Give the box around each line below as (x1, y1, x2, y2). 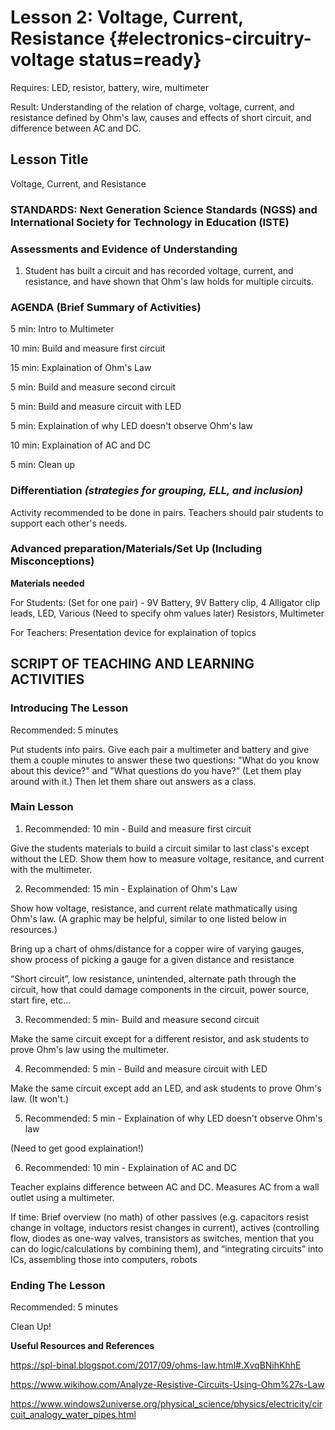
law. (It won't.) (10, 1092, 70, 1105)
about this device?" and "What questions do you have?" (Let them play (10, 764, 302, 776)
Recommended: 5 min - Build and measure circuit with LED (24, 1062, 268, 1075)
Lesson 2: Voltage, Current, (10, 6, 244, 29)
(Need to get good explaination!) (10, 1142, 145, 1154)
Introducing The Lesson (10, 701, 129, 715)
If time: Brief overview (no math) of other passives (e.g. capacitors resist (10, 1211, 310, 1223)
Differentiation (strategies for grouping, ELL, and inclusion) (10, 484, 304, 498)
